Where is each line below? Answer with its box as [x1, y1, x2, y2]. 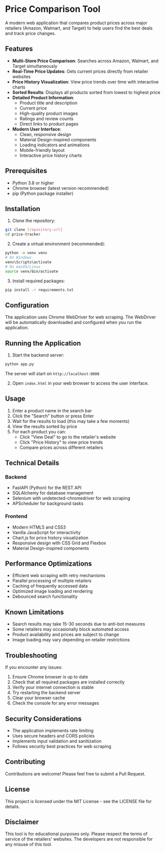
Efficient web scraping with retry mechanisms [12, 573, 105, 579]
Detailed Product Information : [12, 94, 75, 100]
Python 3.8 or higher [12, 179, 54, 186]
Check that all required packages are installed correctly [12, 679, 125, 685]
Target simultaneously [12, 63, 58, 69]
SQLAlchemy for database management [12, 490, 94, 496]
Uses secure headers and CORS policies [12, 733, 95, 739]
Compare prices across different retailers [19, 444, 103, 450]
